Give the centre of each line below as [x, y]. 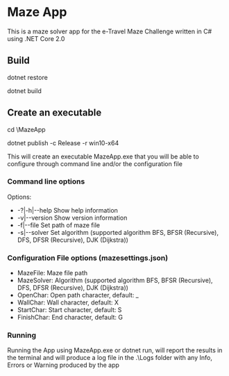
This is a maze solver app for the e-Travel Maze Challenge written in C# [110, 31]
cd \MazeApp [27, 129]
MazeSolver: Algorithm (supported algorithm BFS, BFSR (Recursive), [115, 280]
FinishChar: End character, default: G [70, 318]
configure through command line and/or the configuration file [95, 163]
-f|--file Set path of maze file [59, 225]
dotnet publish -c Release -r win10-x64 [63, 142]
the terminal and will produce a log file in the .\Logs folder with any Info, [110, 358]
